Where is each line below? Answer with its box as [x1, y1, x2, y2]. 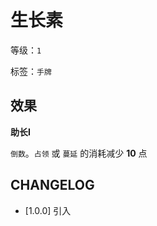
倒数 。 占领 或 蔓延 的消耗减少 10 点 [10, 147, 148, 159]
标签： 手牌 [10, 65, 52, 77]
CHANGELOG [10, 177, 95, 194]
